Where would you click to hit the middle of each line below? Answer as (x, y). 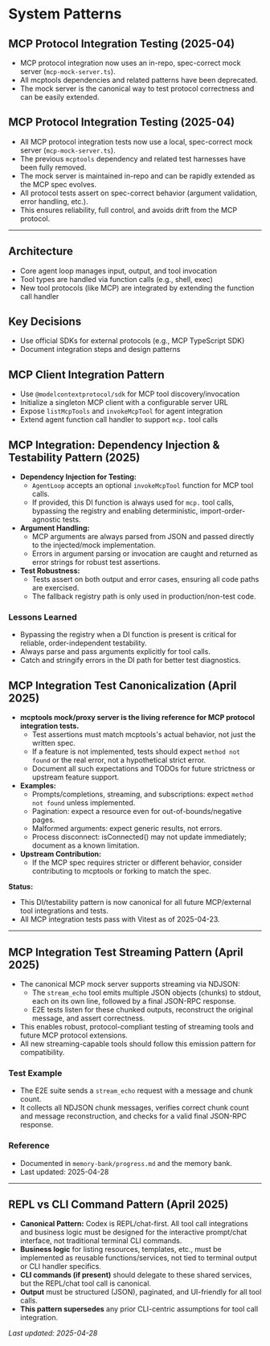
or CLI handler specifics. (61, 1266)
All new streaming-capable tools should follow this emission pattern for (138, 1043)
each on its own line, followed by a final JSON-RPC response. (134, 1000)
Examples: (38, 786)
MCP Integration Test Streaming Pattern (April (126, 952)
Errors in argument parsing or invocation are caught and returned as (145, 554)
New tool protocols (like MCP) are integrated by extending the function (137, 288)
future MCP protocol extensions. (74, 1035)
